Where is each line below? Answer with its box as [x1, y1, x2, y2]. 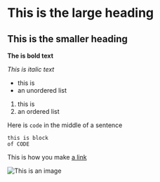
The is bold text [7, 51, 54, 60]
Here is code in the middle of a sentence [7, 121, 123, 129]
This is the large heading [7, 5, 154, 21]
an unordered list [17, 86, 67, 94]
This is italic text [7, 65, 55, 73]
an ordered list [17, 108, 60, 115]
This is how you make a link [7, 153, 87, 161]
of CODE [7, 141, 30, 148]
